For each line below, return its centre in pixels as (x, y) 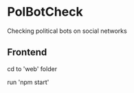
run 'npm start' (28, 82)
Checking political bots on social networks (67, 31)
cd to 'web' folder (32, 68)
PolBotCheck (45, 12)
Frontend (27, 52)
